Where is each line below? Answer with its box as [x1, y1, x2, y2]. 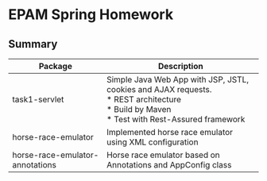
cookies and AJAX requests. [106, 84, 212, 94]
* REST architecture [106, 94, 181, 105]
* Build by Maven [106, 104, 172, 114]
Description [157, 61, 204, 71]
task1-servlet [12, 94, 64, 105]
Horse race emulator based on [106, 149, 220, 160]
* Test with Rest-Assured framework [106, 114, 246, 125]
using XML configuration [106, 137, 199, 148]
